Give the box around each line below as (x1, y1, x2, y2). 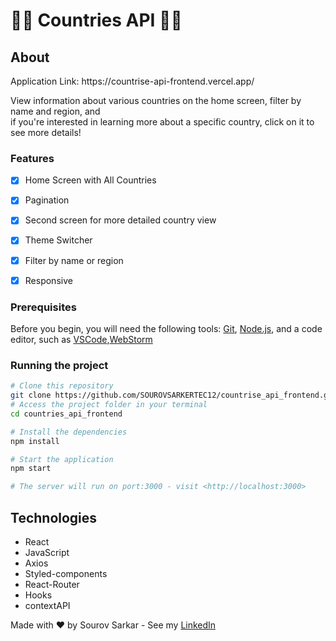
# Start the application (10, 454, 114, 464)
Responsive (24, 274, 73, 286)
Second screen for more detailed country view (24, 214, 217, 226)
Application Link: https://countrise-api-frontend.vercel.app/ (10, 75, 255, 87)
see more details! (10, 127, 82, 138)
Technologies (10, 509, 98, 526)
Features (10, 151, 55, 165)
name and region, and (10, 105, 101, 117)
